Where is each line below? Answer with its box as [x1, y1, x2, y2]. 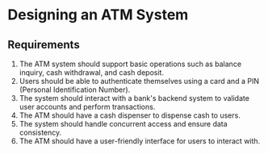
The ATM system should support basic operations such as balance [19, 59, 242, 69]
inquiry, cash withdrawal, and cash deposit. [19, 68, 165, 77]
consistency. [19, 127, 62, 137]
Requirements [7, 38, 80, 52]
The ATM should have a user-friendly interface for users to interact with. [19, 136, 261, 146]
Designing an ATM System [7, 6, 189, 24]
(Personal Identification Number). [19, 85, 131, 94]
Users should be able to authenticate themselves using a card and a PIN [19, 77, 260, 85]
